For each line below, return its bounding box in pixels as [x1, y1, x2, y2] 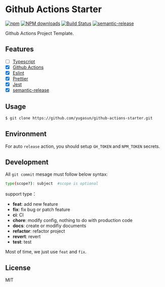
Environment [5, 130, 47, 138]
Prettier [12, 75, 28, 82]
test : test [12, 239, 32, 245]
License [5, 263, 31, 272]
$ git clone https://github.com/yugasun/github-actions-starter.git [5, 115, 153, 120]
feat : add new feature [12, 201, 58, 207]
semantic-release [12, 87, 50, 93]
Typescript [12, 58, 35, 65]
